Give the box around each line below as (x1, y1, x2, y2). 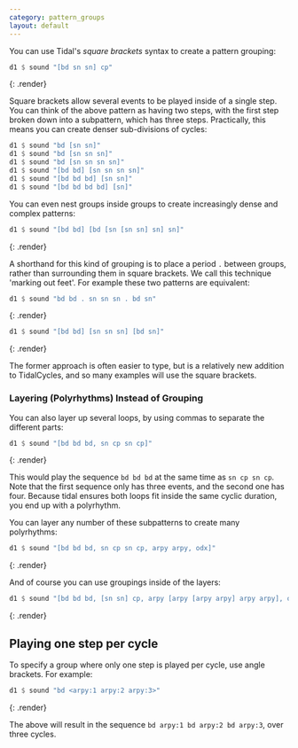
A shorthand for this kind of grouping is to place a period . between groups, (9, 258, 286, 269)
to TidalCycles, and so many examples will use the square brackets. (9, 370, 257, 381)
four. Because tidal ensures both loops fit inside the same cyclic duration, (9, 491, 278, 502)
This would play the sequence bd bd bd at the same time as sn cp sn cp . (9, 471, 275, 483)
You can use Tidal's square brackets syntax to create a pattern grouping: (9, 45, 277, 56)
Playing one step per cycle (9, 635, 159, 651)
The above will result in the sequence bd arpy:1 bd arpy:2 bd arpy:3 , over (9, 719, 284, 729)
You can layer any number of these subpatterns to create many (9, 518, 240, 528)
